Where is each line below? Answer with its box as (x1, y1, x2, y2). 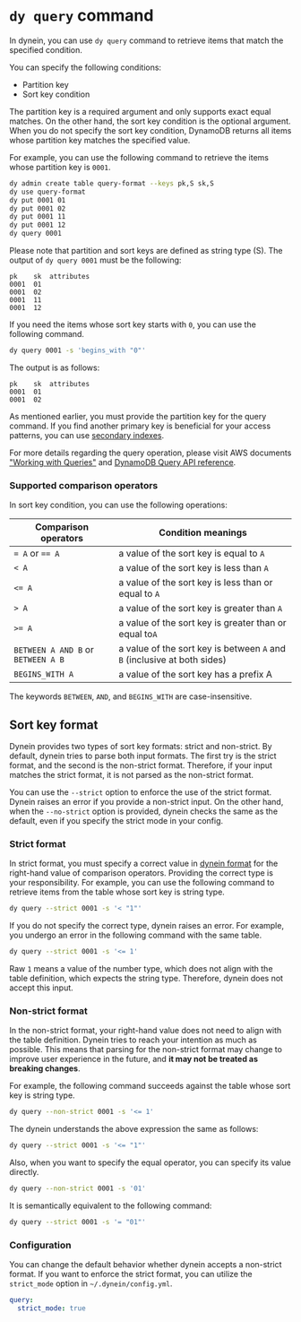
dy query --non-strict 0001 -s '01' (9, 1184, 146, 1193)
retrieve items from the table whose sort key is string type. (9, 886, 226, 897)
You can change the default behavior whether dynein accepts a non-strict (9, 1259, 282, 1270)
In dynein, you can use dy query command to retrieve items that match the (9, 35, 284, 46)
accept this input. (9, 982, 73, 993)
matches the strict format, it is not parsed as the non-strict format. (9, 770, 254, 781)
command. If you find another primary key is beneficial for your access (9, 420, 271, 431)
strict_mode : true (17, 1304, 87, 1313)
